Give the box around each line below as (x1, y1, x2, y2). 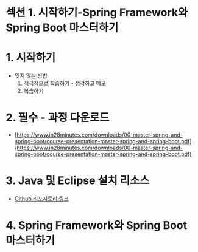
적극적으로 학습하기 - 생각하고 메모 (23, 80, 106, 87)
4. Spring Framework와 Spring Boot (5, 219, 188, 233)
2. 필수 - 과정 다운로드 (5, 111, 110, 124)
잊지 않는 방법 (14, 72, 48, 80)
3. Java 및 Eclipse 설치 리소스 (5, 174, 150, 188)
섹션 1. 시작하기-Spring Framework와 (5, 5, 188, 19)
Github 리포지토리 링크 (14, 195, 69, 202)
